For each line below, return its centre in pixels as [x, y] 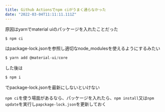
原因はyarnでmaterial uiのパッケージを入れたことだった [62, 29]
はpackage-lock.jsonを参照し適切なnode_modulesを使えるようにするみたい [83, 49]
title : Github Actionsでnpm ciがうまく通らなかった [56, 10]
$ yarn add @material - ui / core [37, 58]
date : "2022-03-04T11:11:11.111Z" [41, 14]
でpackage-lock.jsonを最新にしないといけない [53, 88]
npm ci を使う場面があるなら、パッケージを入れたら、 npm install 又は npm [80, 98]
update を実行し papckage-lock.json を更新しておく [56, 104]
